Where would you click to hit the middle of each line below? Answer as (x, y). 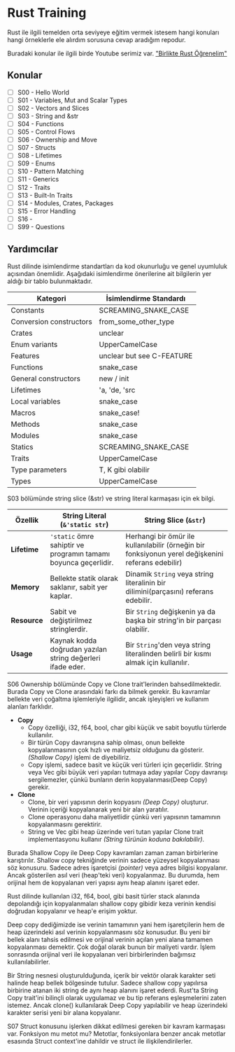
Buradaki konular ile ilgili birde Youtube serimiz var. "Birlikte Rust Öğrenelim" (117, 53)
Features (25, 355)
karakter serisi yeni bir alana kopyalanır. (64, 1012)
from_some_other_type (137, 322)
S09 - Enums (36, 163)
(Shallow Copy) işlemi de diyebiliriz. (79, 757)
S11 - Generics (38, 179)
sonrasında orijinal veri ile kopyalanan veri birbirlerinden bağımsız (102, 954)
